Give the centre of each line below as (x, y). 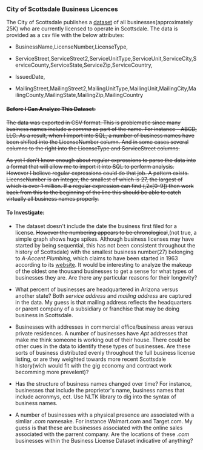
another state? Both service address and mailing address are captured (103, 295)
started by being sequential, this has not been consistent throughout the (105, 245)
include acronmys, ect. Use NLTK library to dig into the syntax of (96, 397)
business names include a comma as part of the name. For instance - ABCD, (101, 129)
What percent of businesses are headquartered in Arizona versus (97, 289)
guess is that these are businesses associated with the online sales (99, 428)
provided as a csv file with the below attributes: (65, 35)
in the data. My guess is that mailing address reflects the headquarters (103, 302)
